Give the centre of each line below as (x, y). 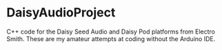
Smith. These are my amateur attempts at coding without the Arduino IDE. (111, 38)
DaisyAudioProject (61, 13)
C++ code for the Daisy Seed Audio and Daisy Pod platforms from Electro (111, 32)
